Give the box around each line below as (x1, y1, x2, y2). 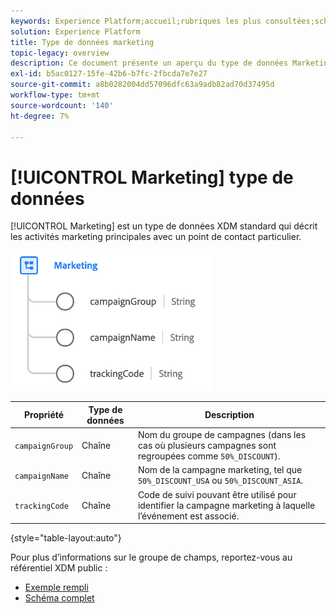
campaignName (14, 471, 69, 481)
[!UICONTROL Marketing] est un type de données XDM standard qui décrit (10, 220, 318, 232)
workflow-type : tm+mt (10, 90, 101, 100)
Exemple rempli (24, 581, 89, 594)
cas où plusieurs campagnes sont (137, 440, 277, 452)
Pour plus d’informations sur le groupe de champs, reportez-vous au (10, 551, 293, 564)
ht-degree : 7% (10, 111, 70, 121)
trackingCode (14, 501, 69, 511)
